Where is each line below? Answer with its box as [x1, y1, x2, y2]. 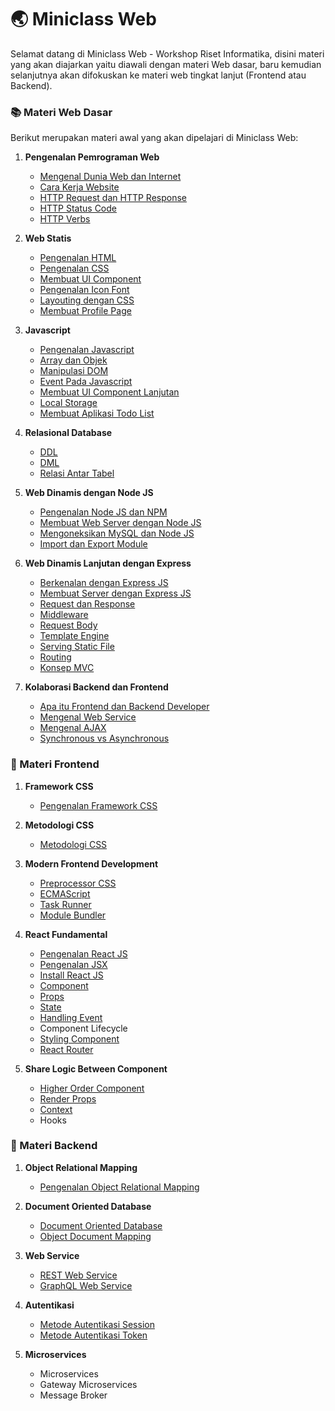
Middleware [39, 609, 89, 621]
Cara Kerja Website [39, 181, 120, 193]
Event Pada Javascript [39, 376, 133, 388]
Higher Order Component [39, 1082, 145, 1094]
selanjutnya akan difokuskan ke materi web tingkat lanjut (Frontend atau [10, 69, 307, 81]
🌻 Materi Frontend [10, 757, 100, 771]
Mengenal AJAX [39, 722, 107, 734]
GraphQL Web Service [39, 1279, 133, 1291]
